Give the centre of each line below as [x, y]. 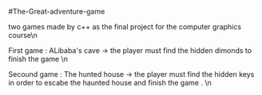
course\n [23, 35]
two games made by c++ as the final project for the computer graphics [125, 27]
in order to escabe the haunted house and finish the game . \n [110, 83]
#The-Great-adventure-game [57, 11]
